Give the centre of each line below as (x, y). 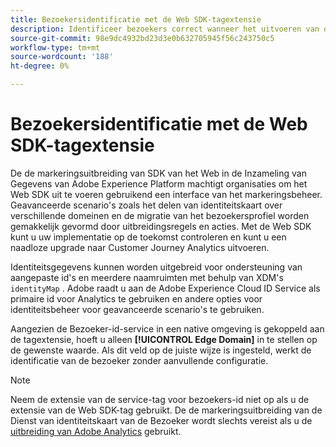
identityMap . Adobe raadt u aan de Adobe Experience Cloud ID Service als (165, 288)
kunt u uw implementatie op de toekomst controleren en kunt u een (148, 237)
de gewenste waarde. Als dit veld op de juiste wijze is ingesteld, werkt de (161, 350)
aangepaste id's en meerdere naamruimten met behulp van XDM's (147, 277)
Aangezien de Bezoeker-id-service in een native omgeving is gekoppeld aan (167, 328)
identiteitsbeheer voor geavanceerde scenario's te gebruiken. (137, 309)
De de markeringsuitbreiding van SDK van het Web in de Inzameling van (158, 173)
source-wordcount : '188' (62, 57)
